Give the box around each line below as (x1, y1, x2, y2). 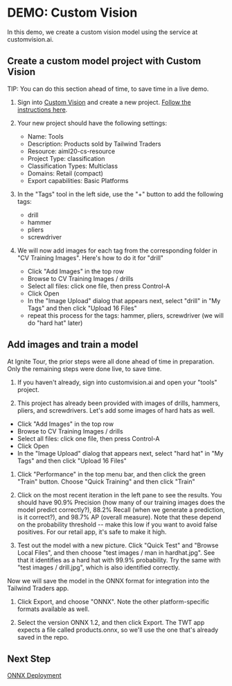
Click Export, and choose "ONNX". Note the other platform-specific (17, 597, 210, 606)
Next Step (7, 653, 51, 664)
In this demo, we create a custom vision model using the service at (7, 28, 198, 36)
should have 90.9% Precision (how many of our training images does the (17, 498, 225, 506)
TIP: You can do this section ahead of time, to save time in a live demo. (7, 85, 209, 93)
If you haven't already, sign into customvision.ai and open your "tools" (17, 378, 217, 386)
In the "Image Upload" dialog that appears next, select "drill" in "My (27, 296, 221, 305)
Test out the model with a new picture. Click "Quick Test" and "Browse (17, 541, 219, 549)
